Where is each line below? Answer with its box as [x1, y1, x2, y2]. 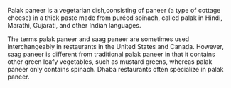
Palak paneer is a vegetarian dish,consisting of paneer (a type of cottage [7, 6, 221, 14]
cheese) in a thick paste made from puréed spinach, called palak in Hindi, [7, 13, 222, 22]
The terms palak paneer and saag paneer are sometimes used [7, 35, 190, 43]
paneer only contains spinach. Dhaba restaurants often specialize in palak [7, 65, 224, 73]
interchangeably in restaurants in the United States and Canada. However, [7, 43, 224, 50]
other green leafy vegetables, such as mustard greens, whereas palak [7, 57, 213, 66]
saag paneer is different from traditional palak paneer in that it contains [7, 50, 215, 58]
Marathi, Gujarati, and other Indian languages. [7, 21, 141, 29]
